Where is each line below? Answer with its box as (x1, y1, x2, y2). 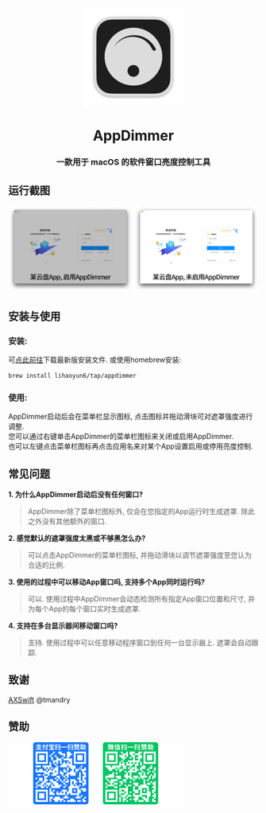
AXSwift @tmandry (8, 694, 71, 704)
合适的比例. (27, 560, 65, 570)
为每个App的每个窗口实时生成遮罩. (27, 604, 141, 614)
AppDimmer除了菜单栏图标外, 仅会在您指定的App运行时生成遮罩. (27, 507, 240, 516)
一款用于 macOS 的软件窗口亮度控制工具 (56, 157, 211, 168)
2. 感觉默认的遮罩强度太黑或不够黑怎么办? (8, 534, 146, 543)
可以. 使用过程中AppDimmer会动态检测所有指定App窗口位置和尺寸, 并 (27, 594, 256, 604)
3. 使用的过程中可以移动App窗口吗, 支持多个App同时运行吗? (8, 578, 205, 587)
